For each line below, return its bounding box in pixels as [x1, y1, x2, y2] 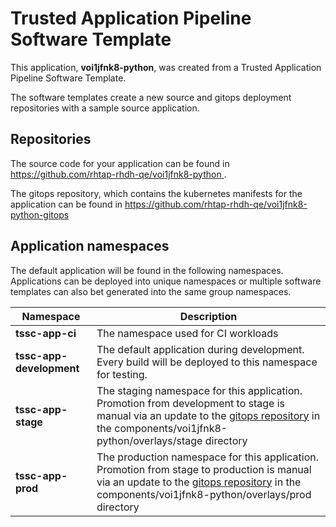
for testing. [96, 367, 148, 381]
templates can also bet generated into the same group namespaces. [10, 285, 292, 297]
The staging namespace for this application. [96, 383, 303, 397]
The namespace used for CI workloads [96, 326, 279, 340]
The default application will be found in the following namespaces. [10, 264, 284, 276]
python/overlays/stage [96, 433, 203, 447]
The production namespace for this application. [96, 450, 320, 464]
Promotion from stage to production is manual [96, 462, 312, 476]
